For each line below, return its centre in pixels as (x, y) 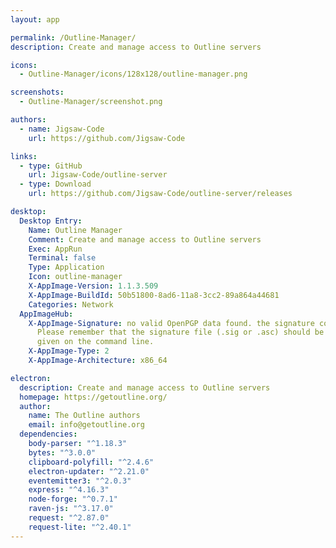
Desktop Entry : (51, 221)
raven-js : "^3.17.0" (71, 509)
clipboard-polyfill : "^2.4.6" (91, 462)
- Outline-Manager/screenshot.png (91, 102)
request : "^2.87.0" (69, 518)
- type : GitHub (51, 166)
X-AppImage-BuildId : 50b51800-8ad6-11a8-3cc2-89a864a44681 (154, 295)
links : (24, 156)
